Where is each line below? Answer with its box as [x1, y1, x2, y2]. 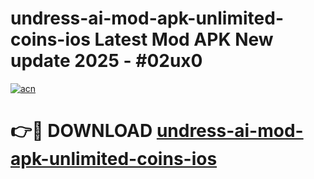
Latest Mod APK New [94, 28, 274, 51]
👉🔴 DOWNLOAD [10, 120, 153, 142]
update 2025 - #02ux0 [10, 50, 203, 72]
